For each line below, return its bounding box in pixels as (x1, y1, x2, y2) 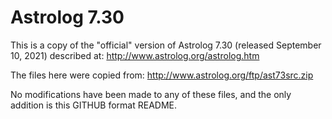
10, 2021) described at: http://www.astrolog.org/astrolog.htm (10, 49, 260, 61)
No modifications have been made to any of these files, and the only (10, 88, 292, 100)
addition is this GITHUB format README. (10, 99, 178, 111)
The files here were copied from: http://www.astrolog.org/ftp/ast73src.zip (10, 69, 314, 81)
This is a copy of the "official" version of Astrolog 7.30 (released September (10, 39, 322, 51)
